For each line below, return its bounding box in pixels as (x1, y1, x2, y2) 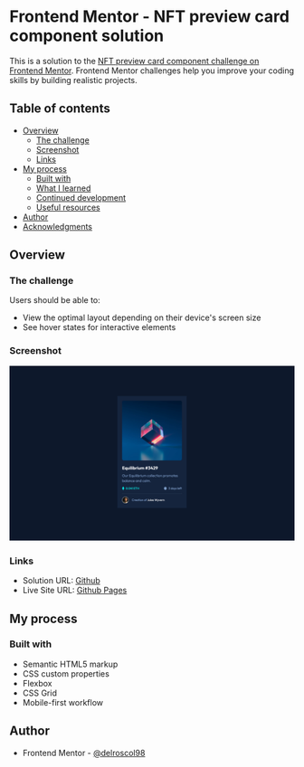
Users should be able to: (9, 295, 101, 306)
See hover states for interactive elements (22, 322, 176, 333)
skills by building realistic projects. (9, 74, 138, 85)
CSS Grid (22, 687, 57, 698)
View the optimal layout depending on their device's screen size (22, 312, 261, 323)
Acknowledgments (22, 221, 93, 232)
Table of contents (9, 101, 110, 117)
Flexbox (22, 677, 52, 688)
